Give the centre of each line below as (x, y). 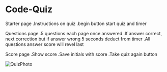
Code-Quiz (29, 9)
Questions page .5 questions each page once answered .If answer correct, (83, 33)
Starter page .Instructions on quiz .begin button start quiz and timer (76, 23)
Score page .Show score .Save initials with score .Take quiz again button (81, 54)
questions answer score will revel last (45, 44)
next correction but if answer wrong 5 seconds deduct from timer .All (78, 39)
